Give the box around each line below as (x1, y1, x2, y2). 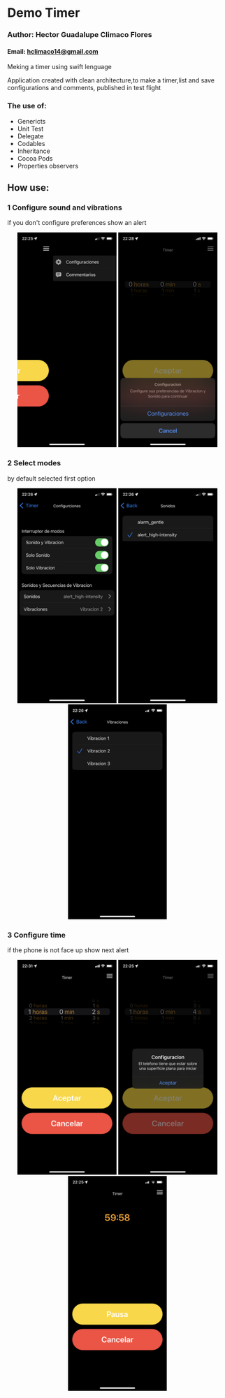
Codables (17, 139, 45, 147)
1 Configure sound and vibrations (7, 203, 122, 212)
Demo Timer (7, 5, 80, 21)
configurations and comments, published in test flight (7, 84, 161, 92)
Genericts (17, 117, 46, 125)
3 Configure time (7, 930, 66, 940)
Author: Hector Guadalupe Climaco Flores (7, 30, 152, 40)
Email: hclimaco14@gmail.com (7, 47, 99, 55)
